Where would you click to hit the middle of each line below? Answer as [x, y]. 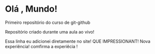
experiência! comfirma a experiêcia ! [41, 46]
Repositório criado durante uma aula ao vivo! [50, 32]
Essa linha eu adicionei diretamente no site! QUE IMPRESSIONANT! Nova [78, 41]
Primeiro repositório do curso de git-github [48, 22]
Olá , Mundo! [31, 9]
